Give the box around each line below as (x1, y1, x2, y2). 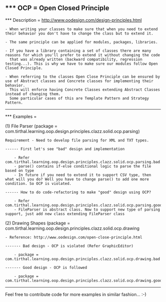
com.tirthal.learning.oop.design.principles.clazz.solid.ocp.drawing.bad (5, 257, 161, 261)
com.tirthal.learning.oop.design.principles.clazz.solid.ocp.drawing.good (5, 278, 163, 283)
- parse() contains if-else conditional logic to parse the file (14, 164, 152, 169)
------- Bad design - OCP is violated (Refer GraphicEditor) (5, 243, 134, 249)
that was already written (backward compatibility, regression (9, 57, 142, 62)
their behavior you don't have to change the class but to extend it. (5, 31, 154, 36)
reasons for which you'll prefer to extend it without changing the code (5, 52, 161, 57)
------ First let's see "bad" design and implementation (5, 146, 125, 151)
